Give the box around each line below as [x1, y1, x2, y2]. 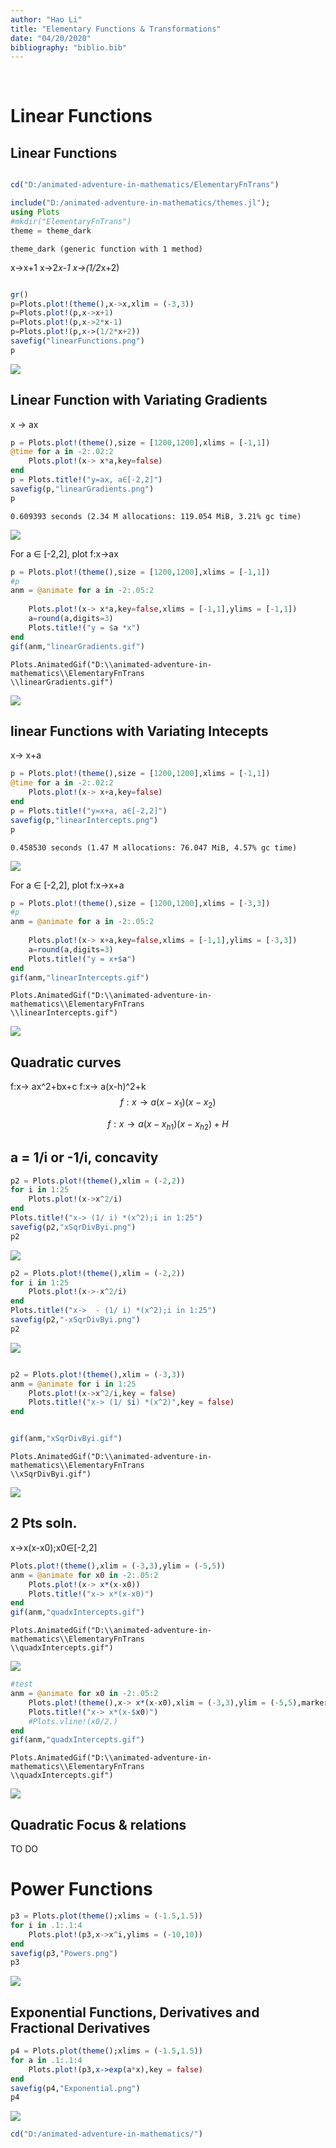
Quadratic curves [10, 1054, 122, 1071]
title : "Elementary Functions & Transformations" [10, 24, 222, 34]
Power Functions [10, 1878, 153, 1901]
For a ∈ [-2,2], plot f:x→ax [10, 547, 119, 560]
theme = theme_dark [10, 226, 92, 236]
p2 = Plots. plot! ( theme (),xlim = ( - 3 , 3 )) [10, 1369, 186, 1380]
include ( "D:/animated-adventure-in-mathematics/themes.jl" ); [10, 198, 271, 208]
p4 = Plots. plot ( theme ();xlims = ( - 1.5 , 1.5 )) [10, 2046, 203, 2056]
